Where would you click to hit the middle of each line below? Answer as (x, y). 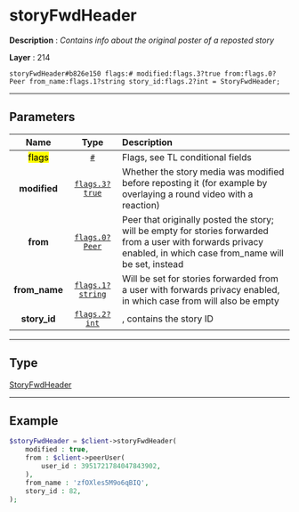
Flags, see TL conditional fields (186, 157)
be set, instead (153, 264)
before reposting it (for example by (194, 183)
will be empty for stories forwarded (195, 231)
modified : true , (57, 450)
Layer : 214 (30, 57)
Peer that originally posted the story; (198, 219)
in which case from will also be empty (201, 301)
